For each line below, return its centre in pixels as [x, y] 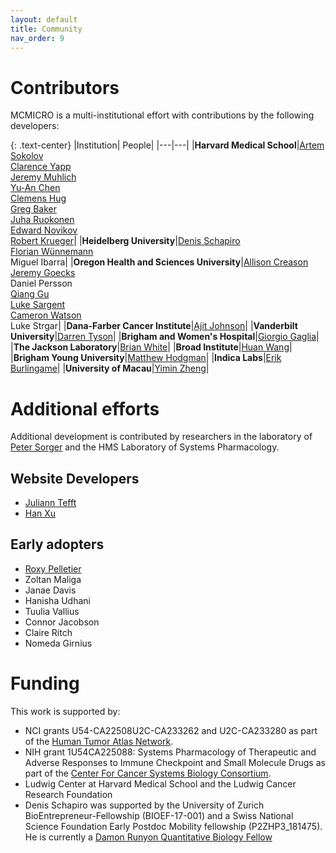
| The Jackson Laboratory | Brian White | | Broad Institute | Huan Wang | [151, 347]
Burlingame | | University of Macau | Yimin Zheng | [110, 368]
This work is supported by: [65, 711]
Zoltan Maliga [53, 579]
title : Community [46, 29]
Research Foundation [68, 794]
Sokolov [27, 156]
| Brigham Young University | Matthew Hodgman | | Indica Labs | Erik [146, 358]
